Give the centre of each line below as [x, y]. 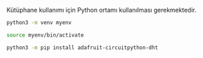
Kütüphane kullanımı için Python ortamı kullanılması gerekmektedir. [101, 10]
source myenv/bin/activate [45, 35]
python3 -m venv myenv [39, 23]
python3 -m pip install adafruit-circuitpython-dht [82, 48]
